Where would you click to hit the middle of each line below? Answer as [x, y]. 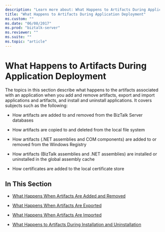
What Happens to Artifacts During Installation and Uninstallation [77, 224]
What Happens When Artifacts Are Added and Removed [69, 196]
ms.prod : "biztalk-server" [33, 28]
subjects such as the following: [36, 105]
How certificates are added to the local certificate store [68, 168]
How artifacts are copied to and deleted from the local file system [78, 129]
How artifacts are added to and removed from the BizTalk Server [77, 115]
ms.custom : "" [20, 19]
